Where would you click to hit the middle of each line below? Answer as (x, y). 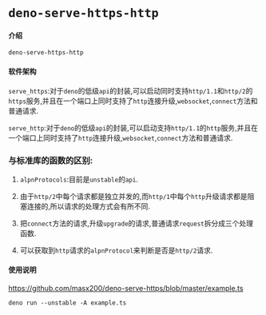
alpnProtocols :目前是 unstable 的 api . (79, 179)
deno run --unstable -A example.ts (67, 303)
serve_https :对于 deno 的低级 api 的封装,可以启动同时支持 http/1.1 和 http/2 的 (131, 90)
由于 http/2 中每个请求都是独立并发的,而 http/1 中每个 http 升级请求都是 (133, 196)
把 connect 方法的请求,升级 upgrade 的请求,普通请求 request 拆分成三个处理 (137, 223)
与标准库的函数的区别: (51, 160)
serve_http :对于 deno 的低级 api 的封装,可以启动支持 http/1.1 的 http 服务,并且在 (133, 128)
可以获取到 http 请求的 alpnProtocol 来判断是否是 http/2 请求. (116, 250)
